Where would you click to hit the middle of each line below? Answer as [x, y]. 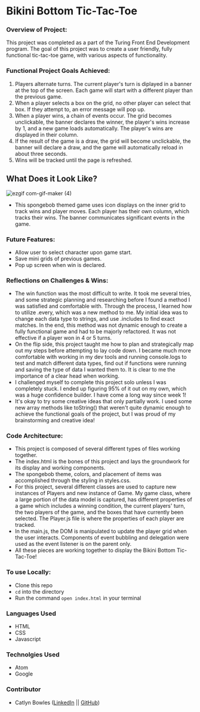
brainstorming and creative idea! [55, 421]
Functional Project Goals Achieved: [58, 71]
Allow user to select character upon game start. [73, 252]
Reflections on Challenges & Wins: [57, 280]
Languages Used [31, 613]
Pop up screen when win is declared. [60, 265]
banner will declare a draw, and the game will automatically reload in [99, 147]
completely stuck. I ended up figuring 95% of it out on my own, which [101, 389]
